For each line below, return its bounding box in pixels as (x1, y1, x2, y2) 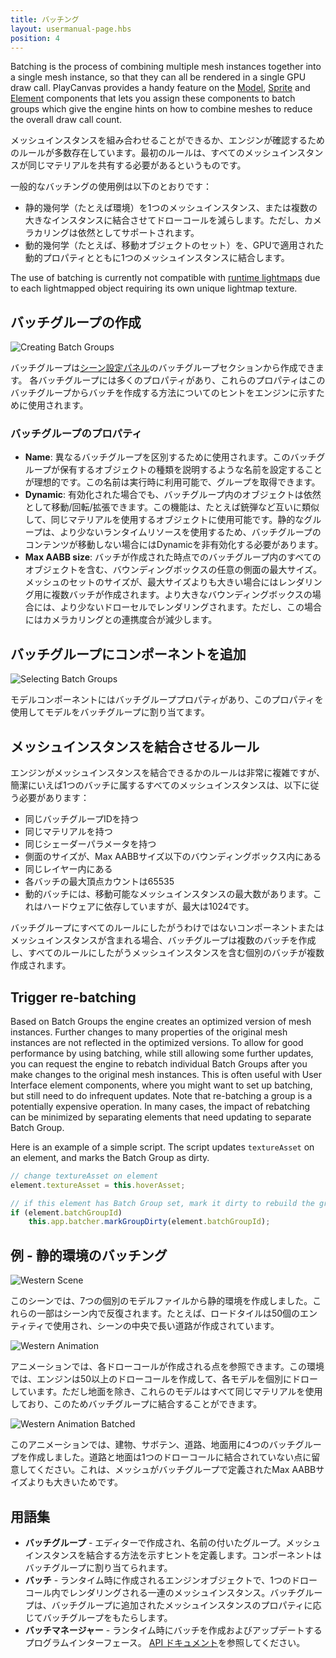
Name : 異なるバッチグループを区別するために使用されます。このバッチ (24, 451, 317, 463)
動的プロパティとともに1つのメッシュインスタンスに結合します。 (24, 252, 290, 264)
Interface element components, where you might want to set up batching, (10, 1079, 313, 1091)
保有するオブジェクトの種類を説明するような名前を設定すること (59, 464, 323, 476)
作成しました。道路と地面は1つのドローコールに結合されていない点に (27, 1451, 312, 1463)
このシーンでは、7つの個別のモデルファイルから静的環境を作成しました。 (10, 1295, 313, 1307)
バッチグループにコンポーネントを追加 (10, 646, 247, 663)
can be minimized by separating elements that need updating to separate (10, 1111, 312, 1123)
